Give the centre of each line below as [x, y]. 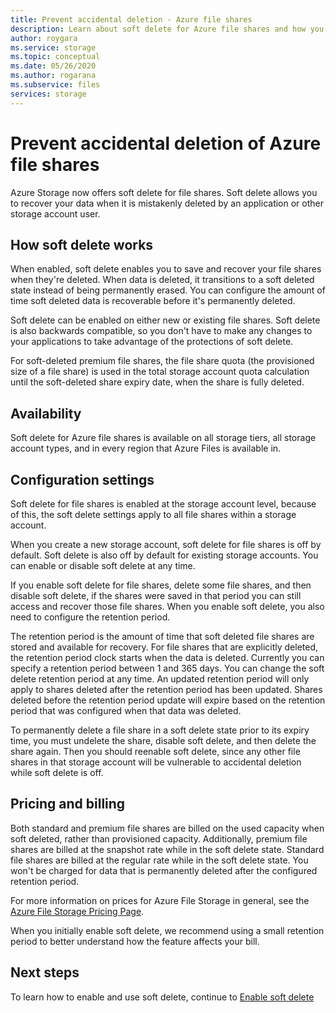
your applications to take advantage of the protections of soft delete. [152, 342]
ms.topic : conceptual [55, 57]
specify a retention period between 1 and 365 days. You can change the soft [167, 668]
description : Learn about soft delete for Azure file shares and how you [167, 29]
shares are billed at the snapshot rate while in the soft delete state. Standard [167, 849]
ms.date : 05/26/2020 [53, 66]
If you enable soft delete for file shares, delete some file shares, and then [161, 585]
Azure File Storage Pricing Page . [77, 911]
